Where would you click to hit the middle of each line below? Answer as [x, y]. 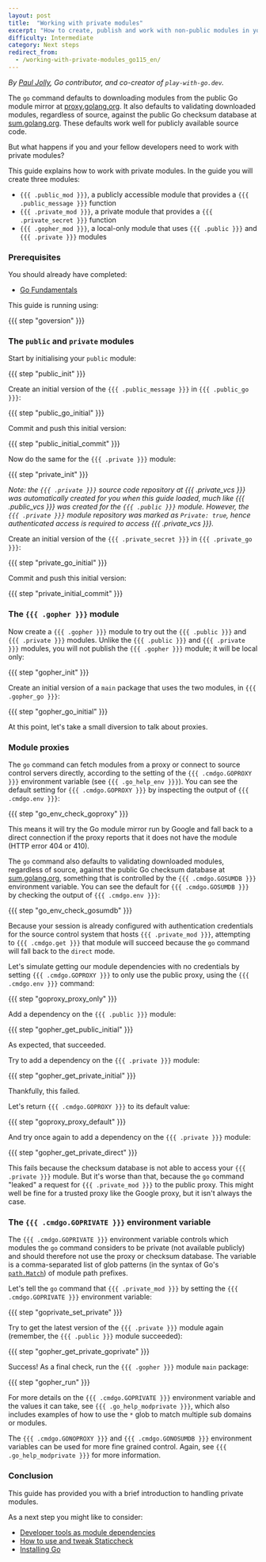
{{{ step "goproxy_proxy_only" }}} [63, 999]
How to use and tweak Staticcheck [76, 1541]
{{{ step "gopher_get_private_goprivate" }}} [79, 1352]
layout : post [30, 15]
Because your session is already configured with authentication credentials [131, 926]
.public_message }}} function [68, 202]
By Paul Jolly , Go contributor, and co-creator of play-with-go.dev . [116, 82]
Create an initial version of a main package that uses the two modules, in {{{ [132, 687]
